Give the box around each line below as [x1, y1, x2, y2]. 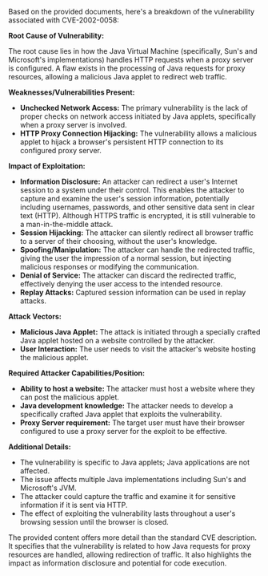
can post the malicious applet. [19, 392, 120, 402]
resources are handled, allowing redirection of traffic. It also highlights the [8, 550, 252, 559]
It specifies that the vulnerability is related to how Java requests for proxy [8, 542, 250, 550]
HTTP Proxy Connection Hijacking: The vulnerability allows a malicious [19, 128, 258, 138]
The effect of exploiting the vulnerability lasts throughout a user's [19, 509, 236, 518]
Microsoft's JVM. [19, 483, 78, 493]
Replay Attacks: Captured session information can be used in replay [19, 288, 246, 297]
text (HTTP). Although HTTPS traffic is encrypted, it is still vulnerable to [19, 211, 256, 220]
